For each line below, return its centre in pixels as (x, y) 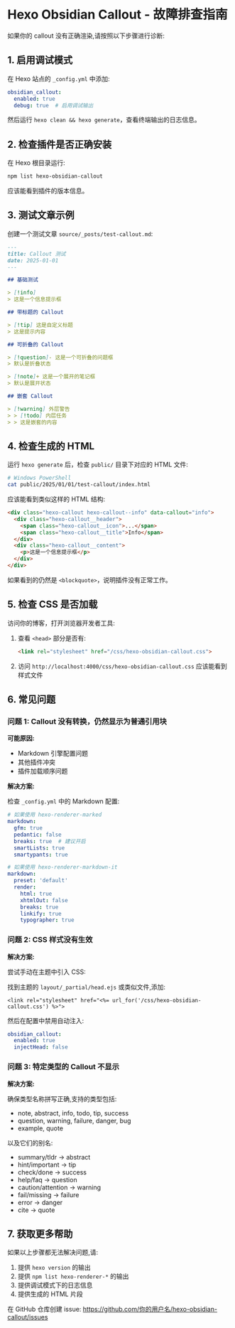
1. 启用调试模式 (40, 60)
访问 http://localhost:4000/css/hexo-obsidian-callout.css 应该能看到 (122, 666)
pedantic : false (38, 835)
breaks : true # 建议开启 (50, 841)
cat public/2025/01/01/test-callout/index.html (79, 485)
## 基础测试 (23, 280)
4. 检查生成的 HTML (51, 446)
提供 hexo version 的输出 (54, 1268)
